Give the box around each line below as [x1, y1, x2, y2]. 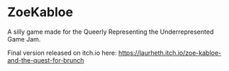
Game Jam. [7, 34, 41, 43]
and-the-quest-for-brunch [7, 56, 84, 64]
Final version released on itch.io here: [7, 49, 117, 57]
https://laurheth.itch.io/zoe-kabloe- [118, 49, 222, 57]
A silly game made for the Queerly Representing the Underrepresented [7, 27, 214, 36]
